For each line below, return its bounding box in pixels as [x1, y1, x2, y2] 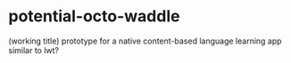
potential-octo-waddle [8, 6, 180, 27]
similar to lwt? [8, 44, 60, 55]
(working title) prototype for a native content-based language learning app [8, 35, 282, 46]
